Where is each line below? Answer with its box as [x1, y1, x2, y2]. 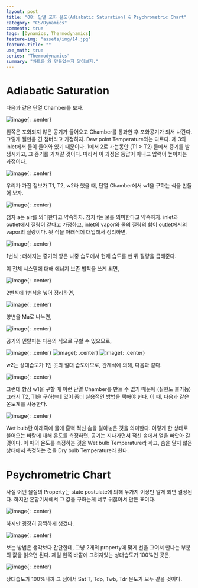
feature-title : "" [6, 42, 51, 48]
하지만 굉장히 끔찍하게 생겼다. [6, 520, 74, 527]
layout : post [6, 8, 38, 15]
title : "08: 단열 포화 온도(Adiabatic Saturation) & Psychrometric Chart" [6, 14, 187, 20]
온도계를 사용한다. [6, 401, 48, 408]
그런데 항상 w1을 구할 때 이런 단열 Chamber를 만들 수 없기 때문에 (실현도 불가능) [6, 386, 191, 393]
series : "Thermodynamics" [6, 53, 70, 59]
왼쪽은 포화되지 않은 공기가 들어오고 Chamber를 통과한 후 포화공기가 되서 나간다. [6, 128, 193, 135]
